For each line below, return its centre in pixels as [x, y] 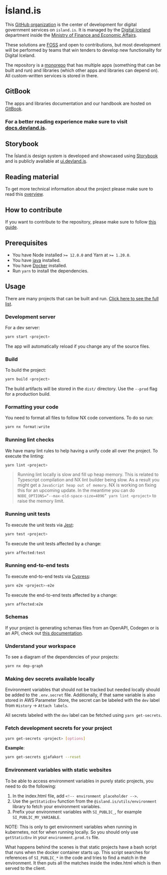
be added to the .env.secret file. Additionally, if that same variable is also [80, 695]
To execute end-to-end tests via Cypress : [48, 576]
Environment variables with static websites [58, 770]
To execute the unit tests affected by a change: [53, 543]
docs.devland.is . [26, 128]
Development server [30, 317]
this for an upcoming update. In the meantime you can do [76, 490]
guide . [12, 227]
